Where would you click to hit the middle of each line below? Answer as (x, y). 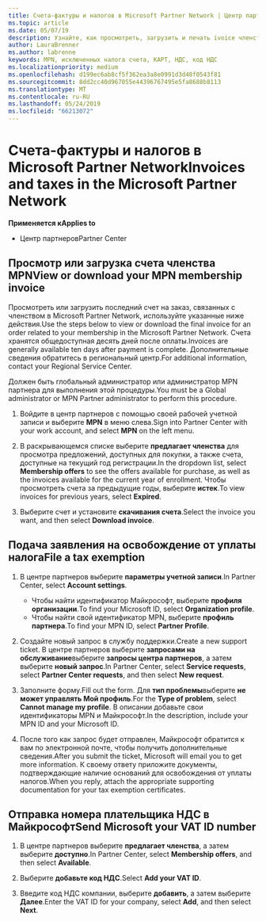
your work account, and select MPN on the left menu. (107, 430)
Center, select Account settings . (73, 585)
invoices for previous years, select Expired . (91, 496)
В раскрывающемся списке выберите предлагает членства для (129, 445)
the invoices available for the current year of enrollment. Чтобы (123, 480)
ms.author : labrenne (42, 52)
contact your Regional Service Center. (70, 366)
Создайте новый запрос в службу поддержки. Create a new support (133, 641)
